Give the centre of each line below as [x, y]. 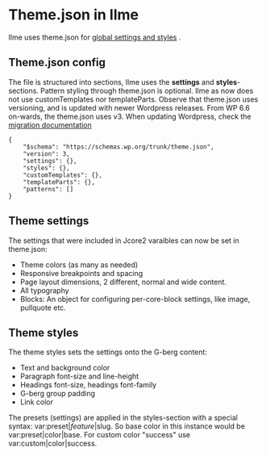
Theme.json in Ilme [74, 15]
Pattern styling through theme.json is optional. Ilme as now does [147, 90]
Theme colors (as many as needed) [79, 265]
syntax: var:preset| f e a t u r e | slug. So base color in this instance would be [127, 426]
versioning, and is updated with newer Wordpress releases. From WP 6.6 [129, 107]
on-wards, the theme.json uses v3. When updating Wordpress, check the [130, 116]
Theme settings [49, 221]
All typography [45, 290]
